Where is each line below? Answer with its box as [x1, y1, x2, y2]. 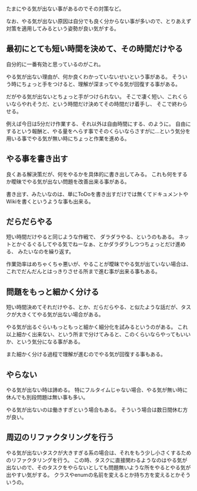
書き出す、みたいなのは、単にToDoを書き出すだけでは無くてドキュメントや [6, 190, 189, 197]
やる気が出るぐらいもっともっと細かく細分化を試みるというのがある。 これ [6, 323, 188, 331]
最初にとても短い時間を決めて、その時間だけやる [6, 44, 183, 54]
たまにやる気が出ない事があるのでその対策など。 [6, 5, 125, 12]
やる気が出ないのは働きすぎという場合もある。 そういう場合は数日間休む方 [6, 406, 188, 413]
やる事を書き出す [6, 154, 68, 164]
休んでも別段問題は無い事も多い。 [6, 394, 89, 401]
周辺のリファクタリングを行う [6, 432, 115, 443]
